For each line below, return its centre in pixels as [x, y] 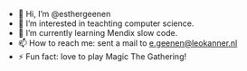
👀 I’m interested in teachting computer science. [106, 23]
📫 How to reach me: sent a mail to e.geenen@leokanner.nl [128, 43]
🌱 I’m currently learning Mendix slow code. [98, 33]
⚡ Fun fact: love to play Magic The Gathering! [102, 57]
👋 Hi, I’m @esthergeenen [64, 14]
